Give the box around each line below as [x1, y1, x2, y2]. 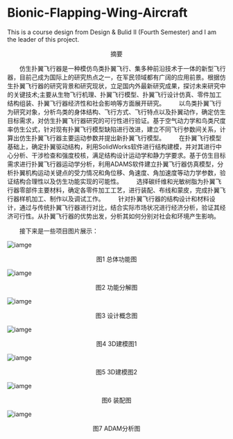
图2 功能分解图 [95, 283, 138, 291]
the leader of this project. [7, 35, 80, 43]
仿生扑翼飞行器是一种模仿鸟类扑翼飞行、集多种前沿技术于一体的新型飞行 [19, 64, 226, 72]
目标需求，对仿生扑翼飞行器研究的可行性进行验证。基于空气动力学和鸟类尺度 [7, 116, 226, 124]
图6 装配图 [101, 396, 132, 404]
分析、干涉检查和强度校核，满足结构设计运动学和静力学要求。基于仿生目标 [12, 151, 226, 159]
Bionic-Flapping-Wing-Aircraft [7, 5, 188, 21]
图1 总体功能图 [96, 255, 137, 263]
